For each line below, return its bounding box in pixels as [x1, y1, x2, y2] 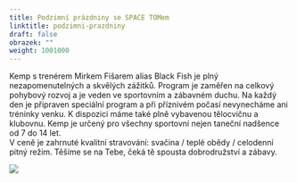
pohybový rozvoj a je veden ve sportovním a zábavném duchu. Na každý [9, 90, 277, 101]
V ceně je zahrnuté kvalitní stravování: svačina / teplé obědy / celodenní [9, 137, 274, 148]
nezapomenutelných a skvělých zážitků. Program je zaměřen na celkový [9, 80, 275, 91]
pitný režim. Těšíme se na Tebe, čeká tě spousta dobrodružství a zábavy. [9, 146, 278, 157]
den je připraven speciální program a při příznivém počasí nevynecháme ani [9, 99, 288, 110]
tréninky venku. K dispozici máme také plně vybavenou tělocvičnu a [9, 109, 259, 120]
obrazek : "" [9, 37, 54, 47]
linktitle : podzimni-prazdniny [9, 21, 126, 30]
